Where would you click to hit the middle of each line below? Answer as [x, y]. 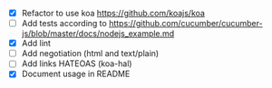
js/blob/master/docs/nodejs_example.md [98, 34]
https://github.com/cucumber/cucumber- [186, 24]
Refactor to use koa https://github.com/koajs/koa [113, 13]
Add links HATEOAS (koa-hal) [77, 64]
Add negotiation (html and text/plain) [90, 54]
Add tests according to [64, 24]
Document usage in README [76, 74]
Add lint [36, 44]
